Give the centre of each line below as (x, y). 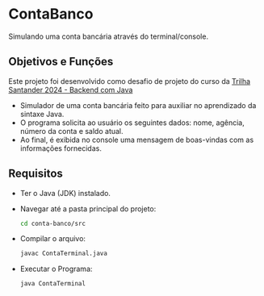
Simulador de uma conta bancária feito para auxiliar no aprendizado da (138, 105)
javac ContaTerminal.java (63, 254)
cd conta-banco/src (53, 223)
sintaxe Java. (42, 114)
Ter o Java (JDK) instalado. (65, 193)
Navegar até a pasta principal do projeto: (88, 208)
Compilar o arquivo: (53, 239)
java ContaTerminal (53, 284)
